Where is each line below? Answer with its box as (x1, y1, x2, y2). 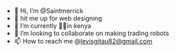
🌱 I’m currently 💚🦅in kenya (13, 22, 92, 30)
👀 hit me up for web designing (13, 14, 103, 22)
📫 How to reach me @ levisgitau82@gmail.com (13, 37, 153, 45)
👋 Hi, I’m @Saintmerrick (13, 7, 84, 15)
